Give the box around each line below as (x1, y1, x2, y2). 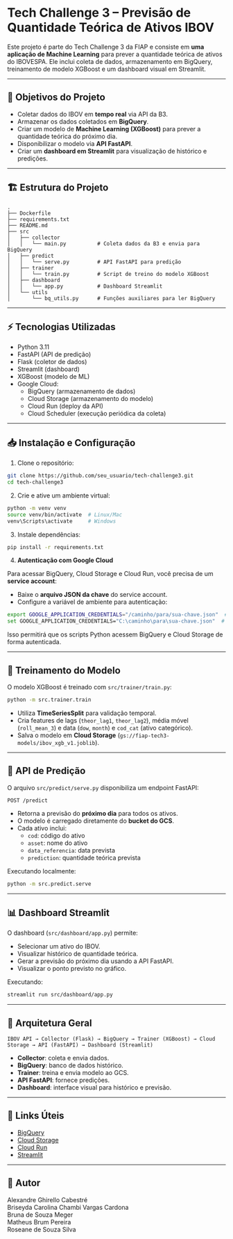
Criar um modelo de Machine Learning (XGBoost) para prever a (17, 124, 201, 133)
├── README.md (7, 222, 49, 229)
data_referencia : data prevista (27, 846, 116, 854)
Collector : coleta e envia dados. (17, 1054, 110, 1062)
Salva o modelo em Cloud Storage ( (17, 731, 120, 739)
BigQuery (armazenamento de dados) (27, 387, 136, 395)
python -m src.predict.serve (7, 880, 92, 887)
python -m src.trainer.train (7, 696, 92, 703)
